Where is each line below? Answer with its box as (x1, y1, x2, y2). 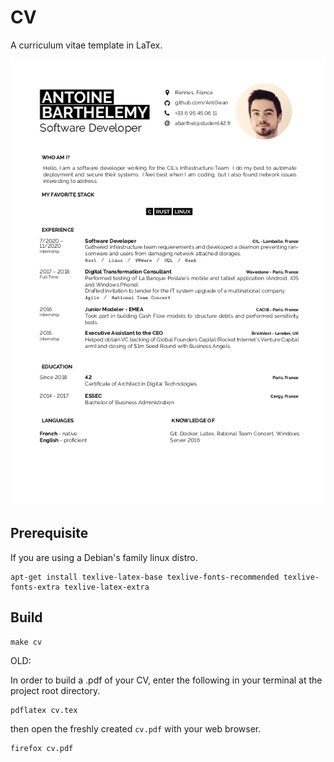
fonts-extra (10, 582, 60, 592)
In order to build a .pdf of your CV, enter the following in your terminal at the (10, 674, 323, 686)
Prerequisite (10, 525, 89, 542)
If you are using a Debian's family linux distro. (10, 551, 198, 563)
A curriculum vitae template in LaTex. (10, 39, 163, 51)
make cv (10, 637, 43, 647)
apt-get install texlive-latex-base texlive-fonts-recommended (10, 572, 280, 582)
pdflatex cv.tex (10, 705, 78, 715)
